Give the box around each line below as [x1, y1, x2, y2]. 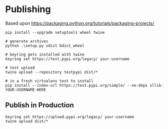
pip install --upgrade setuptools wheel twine [5, 30, 105, 35]
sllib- [149, 83, 164, 88]
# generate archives [5, 39, 49, 44]
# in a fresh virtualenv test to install [5, 78, 94, 84]
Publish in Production [5, 101, 74, 109]
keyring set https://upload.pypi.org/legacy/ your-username [5, 114, 135, 119]
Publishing [5, 4, 51, 15]
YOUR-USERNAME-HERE [5, 87, 46, 92]
